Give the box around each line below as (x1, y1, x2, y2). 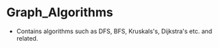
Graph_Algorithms (6, 5, 114, 20)
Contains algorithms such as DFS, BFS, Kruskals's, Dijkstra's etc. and (16, 27, 213, 35)
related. (16, 34, 38, 42)
